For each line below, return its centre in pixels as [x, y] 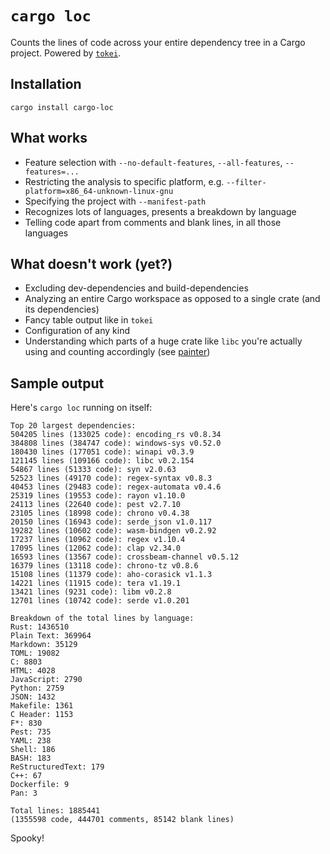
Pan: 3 [24, 793]
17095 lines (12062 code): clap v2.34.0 [96, 548]
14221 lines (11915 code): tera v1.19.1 [96, 583]
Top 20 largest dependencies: [73, 426]
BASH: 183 [31, 758]
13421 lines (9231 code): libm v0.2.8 [91, 592]
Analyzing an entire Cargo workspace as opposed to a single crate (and [172, 299]
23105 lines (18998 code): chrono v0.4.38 [100, 513]
